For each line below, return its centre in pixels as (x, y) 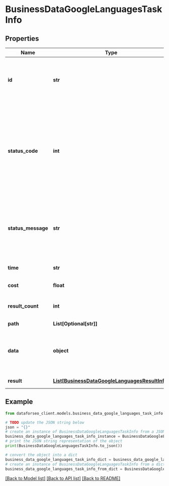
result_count (23, 306)
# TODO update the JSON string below (45, 422)
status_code (23, 151)
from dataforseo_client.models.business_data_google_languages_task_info (84, 413)
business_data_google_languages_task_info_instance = (63, 436)
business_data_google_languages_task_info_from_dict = (64, 469)
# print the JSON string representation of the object (64, 441)
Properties (22, 38)
